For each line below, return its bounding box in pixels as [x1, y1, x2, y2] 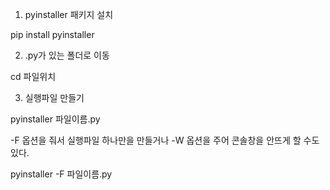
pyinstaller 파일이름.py [10, 113, 101, 125]
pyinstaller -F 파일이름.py [10, 168, 113, 180]
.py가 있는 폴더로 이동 [24, 49, 110, 61]
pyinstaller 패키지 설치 [24, 9, 114, 20]
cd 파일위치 [10, 71, 57, 82]
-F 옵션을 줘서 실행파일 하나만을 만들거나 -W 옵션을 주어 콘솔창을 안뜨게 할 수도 [10, 134, 320, 146]
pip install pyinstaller [10, 29, 95, 40]
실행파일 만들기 [24, 92, 85, 103]
